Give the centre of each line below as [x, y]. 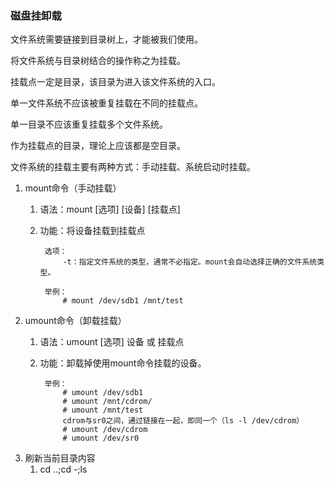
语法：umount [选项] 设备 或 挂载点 [112, 342]
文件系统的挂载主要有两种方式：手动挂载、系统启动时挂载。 [133, 167]
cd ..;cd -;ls [63, 469]
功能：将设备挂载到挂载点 [92, 231]
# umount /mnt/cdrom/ [107, 402]
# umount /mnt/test [103, 410]
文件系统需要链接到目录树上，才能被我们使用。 [106, 39]
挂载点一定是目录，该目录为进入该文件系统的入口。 [115, 82]
